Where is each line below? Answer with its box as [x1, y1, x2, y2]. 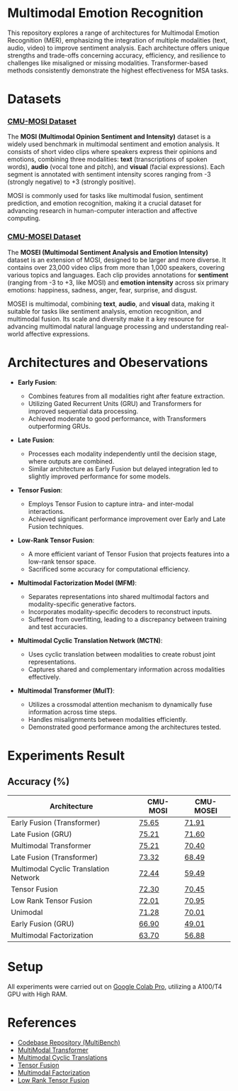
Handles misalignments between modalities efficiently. [28, 715, 188, 723]
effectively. [28, 672, 61, 681]
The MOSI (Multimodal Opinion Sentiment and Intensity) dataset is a [7, 133, 211, 141]
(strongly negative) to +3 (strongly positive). [7, 177, 136, 186]
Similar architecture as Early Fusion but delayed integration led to [28, 464, 218, 473]
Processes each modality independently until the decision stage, [28, 449, 217, 458]
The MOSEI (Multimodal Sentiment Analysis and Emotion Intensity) [7, 248, 209, 256]
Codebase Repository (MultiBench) [17, 1038, 120, 1046]
